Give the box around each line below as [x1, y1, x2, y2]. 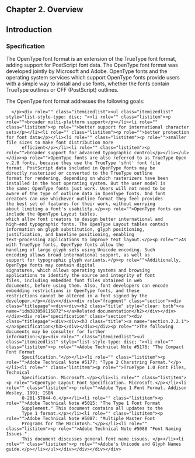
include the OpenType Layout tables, [6, 211, 98, 217]
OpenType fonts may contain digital [6, 262, 95, 268]
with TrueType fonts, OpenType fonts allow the [6, 242, 124, 248]
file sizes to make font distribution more [6, 140, 114, 145]
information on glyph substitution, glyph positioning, [6, 227, 145, 233]
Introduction [6, 25, 53, 34]
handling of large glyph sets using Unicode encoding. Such [6, 247, 156, 253]
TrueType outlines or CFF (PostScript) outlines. [6, 86, 119, 93]
